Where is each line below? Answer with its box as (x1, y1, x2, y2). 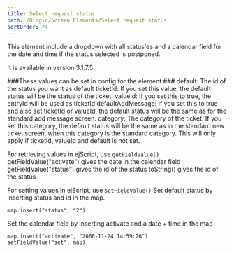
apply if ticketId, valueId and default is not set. (7, 137, 140, 145)
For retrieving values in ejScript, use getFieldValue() (7, 150, 159, 158)
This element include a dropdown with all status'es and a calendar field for (7, 43, 222, 51)
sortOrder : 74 (7, 23, 49, 30)
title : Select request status (7, 10, 96, 18)
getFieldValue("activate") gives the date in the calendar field (7, 158, 181, 166)
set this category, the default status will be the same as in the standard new (7, 122, 225, 130)
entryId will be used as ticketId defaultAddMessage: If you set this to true (7, 100, 218, 108)
